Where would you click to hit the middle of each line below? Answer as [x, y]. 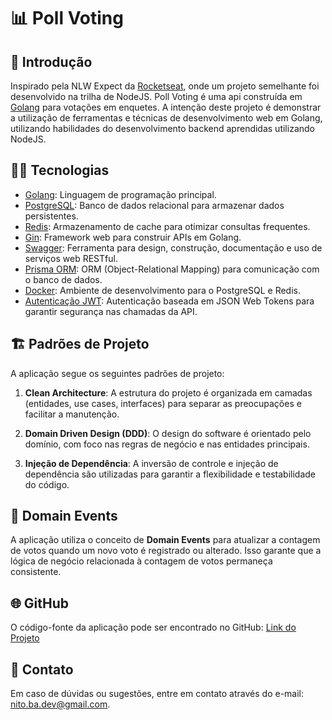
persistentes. [51, 216]
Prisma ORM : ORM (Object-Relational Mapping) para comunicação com [172, 269]
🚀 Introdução [51, 61]
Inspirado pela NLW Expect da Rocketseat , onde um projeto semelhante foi [165, 86]
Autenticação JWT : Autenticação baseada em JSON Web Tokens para [169, 301]
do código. [47, 484]
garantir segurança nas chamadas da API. [111, 311]
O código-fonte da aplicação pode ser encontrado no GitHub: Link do [153, 627]
